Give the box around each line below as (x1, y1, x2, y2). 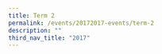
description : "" (8, 26, 62, 34)
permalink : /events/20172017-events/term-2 (8, 19, 155, 27)
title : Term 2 (8, 11, 56, 20)
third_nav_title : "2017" (8, 33, 91, 42)
